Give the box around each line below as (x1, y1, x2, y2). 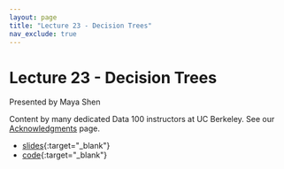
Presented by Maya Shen (9, 96, 101, 107)
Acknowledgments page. (9, 123, 100, 134)
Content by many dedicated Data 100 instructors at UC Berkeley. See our (9, 114, 275, 125)
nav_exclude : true (9, 29, 77, 38)
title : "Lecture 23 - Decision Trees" (9, 21, 152, 30)
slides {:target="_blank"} (21, 141, 111, 151)
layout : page (9, 12, 58, 22)
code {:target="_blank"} (21, 150, 108, 160)
